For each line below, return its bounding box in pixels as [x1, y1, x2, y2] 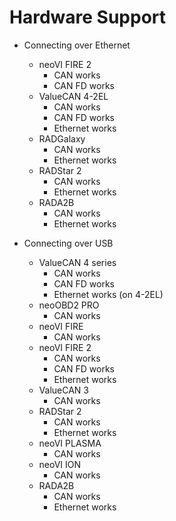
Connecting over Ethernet [23, 39, 131, 51]
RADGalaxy [38, 132, 86, 145]
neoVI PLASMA [38, 437, 102, 449]
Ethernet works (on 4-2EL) [53, 288, 164, 300]
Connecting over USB [23, 237, 114, 249]
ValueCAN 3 [38, 384, 89, 396]
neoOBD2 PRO [38, 299, 100, 311]
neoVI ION [38, 458, 82, 470]
